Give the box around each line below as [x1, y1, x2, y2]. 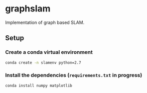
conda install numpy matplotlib [5, 83, 72, 88]
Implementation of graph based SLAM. [5, 19, 85, 25]
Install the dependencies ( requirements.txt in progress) [5, 72, 143, 79]
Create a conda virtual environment [5, 49, 93, 56]
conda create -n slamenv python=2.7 [5, 60, 81, 65]
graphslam [5, 3, 51, 14]
